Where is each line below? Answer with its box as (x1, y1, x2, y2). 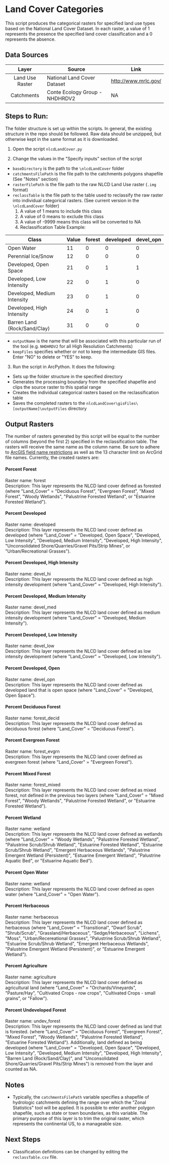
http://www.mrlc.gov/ (111, 77, 161, 84)
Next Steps (5, 1135, 41, 1144)
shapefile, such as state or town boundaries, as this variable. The (12, 1110, 148, 1116)
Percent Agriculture (5, 963, 48, 969)
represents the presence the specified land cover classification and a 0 (5, 31, 152, 37)
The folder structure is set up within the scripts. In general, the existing (5, 125, 152, 131)
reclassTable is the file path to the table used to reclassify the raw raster (12, 192, 163, 198)
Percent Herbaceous (5, 903, 49, 909)
